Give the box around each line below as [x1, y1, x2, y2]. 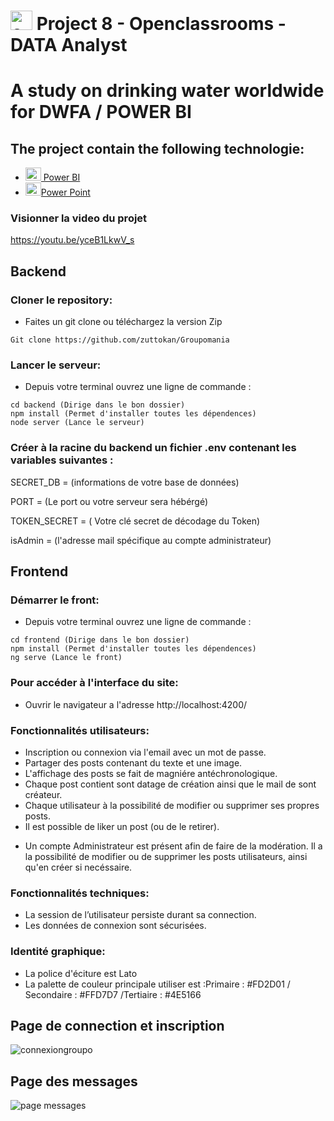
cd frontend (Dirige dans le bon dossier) [10, 635, 190, 645]
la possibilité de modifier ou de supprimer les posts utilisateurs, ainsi [24, 851, 308, 863]
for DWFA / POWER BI [10, 101, 192, 124]
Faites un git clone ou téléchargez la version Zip [24, 316, 223, 328]
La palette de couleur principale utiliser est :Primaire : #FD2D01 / [24, 978, 291, 990]
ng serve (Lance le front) [10, 653, 123, 663]
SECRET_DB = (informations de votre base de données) [10, 476, 240, 488]
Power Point [40, 186, 91, 199]
